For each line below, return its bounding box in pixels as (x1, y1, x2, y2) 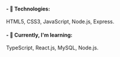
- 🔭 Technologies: (6, 5, 51, 12)
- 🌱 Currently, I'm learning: (6, 31, 72, 38)
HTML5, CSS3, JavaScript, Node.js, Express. (6, 18, 115, 25)
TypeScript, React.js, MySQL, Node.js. (6, 44, 99, 51)
